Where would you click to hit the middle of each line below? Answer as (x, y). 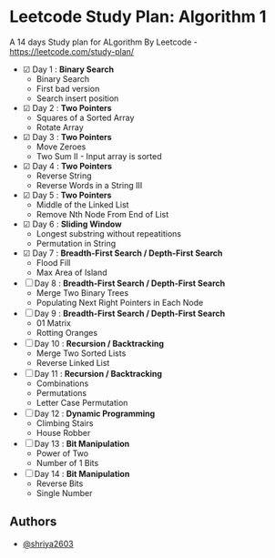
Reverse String (64, 176)
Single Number (64, 492)
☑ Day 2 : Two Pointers (67, 107)
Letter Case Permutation (82, 402)
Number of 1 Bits (67, 462)
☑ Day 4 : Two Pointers (67, 166)
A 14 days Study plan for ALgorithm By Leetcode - (103, 42)
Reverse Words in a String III (89, 185)
